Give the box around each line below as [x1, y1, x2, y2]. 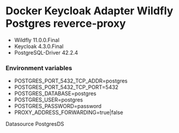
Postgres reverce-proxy [5, 17, 126, 30]
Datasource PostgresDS [5, 121, 65, 128]
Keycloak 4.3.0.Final [14, 43, 64, 50]
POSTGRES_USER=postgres [14, 96, 83, 103]
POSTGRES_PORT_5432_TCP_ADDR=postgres [14, 77, 128, 84]
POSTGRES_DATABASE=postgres [14, 90, 96, 97]
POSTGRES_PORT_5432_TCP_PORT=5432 [14, 84, 119, 91]
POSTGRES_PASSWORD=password [14, 103, 102, 110]
